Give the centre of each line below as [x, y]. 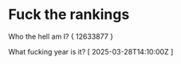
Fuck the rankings [69, 15]
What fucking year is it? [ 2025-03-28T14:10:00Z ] [91, 51]
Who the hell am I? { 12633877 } [61, 36]
